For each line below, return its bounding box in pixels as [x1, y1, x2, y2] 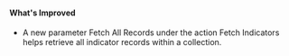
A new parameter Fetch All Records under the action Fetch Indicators [22, 27, 280, 38]
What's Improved [9, 7, 76, 18]
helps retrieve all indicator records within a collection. [22, 37, 222, 48]
